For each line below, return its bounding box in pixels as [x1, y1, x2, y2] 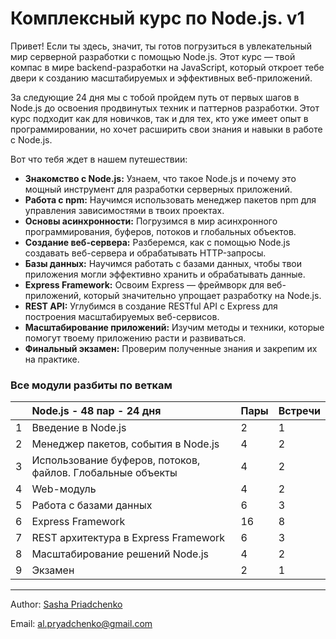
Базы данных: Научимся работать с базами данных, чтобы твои [24, 257, 302, 269]
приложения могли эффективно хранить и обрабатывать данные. [24, 268, 306, 280]
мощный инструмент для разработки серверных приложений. [24, 183, 293, 195]
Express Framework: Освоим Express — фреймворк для [24, 278, 265, 291]
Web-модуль [31, 482, 97, 496]
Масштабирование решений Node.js [31, 547, 210, 561]
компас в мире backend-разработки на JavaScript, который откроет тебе [10, 61, 325, 73]
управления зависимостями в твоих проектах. [24, 204, 225, 216]
